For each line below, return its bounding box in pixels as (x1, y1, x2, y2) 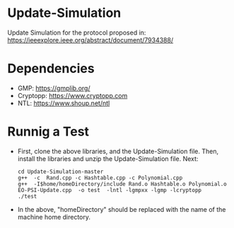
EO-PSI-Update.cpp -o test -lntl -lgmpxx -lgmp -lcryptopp (17, 186, 202, 193)
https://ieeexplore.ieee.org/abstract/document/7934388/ (7, 35, 174, 44)
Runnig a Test (7, 124, 90, 140)
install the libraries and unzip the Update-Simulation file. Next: (17, 154, 199, 163)
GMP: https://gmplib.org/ (17, 83, 90, 92)
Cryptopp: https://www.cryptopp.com (17, 91, 128, 100)
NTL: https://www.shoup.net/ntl (17, 99, 110, 107)
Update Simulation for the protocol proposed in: (7, 28, 146, 37)
